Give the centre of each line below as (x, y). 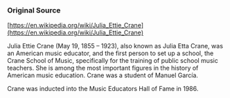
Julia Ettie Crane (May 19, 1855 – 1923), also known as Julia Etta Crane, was (115, 46)
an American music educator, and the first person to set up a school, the (110, 53)
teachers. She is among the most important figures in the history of (103, 68)
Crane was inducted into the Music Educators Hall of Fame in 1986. (103, 89)
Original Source (34, 10)
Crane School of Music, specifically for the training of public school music (113, 61)
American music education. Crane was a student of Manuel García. (103, 75)
